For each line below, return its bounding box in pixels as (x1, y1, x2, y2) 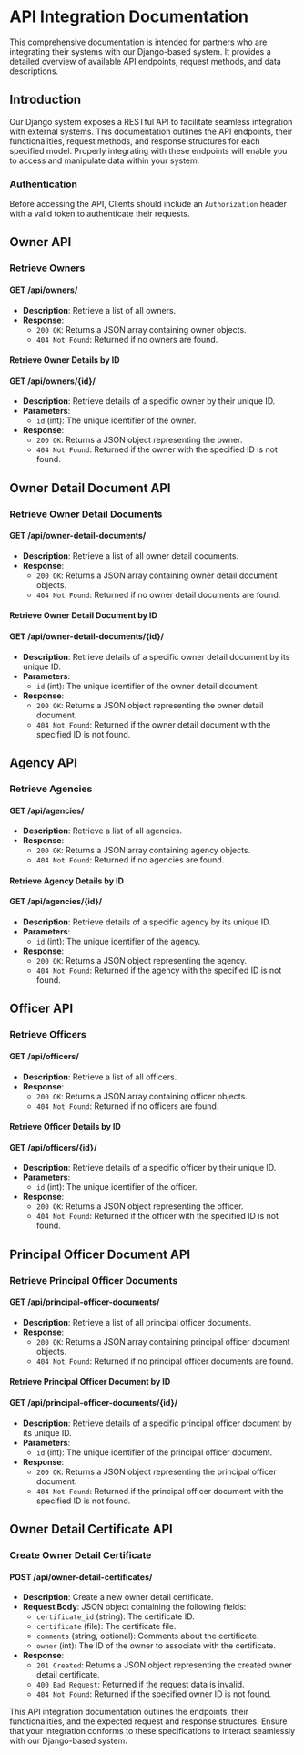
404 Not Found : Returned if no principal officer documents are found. (35, 1356, 294, 1367)
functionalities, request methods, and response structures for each (9, 135, 260, 147)
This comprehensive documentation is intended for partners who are (9, 36, 268, 47)
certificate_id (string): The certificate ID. (35, 1611, 196, 1622)
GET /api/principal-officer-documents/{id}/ (9, 1398, 178, 1408)
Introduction (9, 92, 82, 108)
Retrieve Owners (9, 262, 86, 274)
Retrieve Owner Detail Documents (9, 508, 163, 521)
